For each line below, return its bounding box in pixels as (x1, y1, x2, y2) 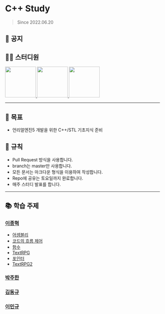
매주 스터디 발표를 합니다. (12, 181, 61, 187)
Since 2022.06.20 (17, 19, 54, 25)
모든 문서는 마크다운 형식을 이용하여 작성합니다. (12, 169, 103, 175)
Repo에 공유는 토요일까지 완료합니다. (12, 175, 83, 181)
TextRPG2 (12, 261, 33, 267)
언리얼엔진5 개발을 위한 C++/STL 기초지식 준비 (12, 126, 103, 133)
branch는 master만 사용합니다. (12, 163, 72, 169)
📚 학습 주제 (5, 202, 39, 210)
